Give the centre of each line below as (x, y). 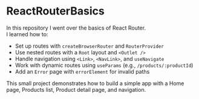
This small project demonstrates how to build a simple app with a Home (95, 83)
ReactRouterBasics (55, 11)
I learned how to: (27, 34)
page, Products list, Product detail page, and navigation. (76, 89)
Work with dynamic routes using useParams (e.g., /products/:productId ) (104, 65)
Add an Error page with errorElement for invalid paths (82, 71)
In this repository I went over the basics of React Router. (76, 28)
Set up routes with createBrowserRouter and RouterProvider (90, 46)
